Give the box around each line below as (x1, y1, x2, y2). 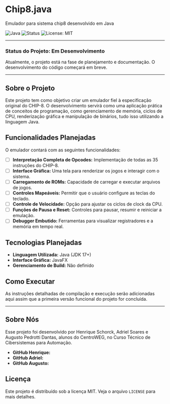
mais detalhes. (5, 393, 36, 399)
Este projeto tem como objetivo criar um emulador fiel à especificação (5, 97, 152, 103)
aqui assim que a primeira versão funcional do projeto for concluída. (5, 296, 148, 302)
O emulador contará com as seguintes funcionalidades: (5, 147, 120, 153)
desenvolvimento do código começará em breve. (5, 64, 108, 70)
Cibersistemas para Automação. (5, 339, 72, 345)
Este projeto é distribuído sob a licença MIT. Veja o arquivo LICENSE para (5, 388, 156, 394)
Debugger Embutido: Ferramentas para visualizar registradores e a (12, 218, 153, 224)
